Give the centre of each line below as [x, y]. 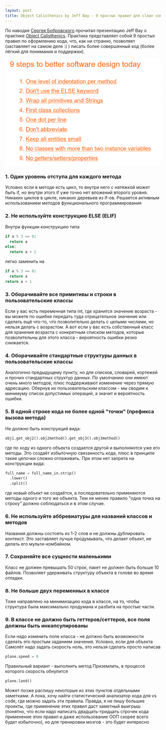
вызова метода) [25, 418]
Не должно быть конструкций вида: [43, 428]
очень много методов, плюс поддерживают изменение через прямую [80, 383]
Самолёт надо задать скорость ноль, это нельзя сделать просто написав [83, 647]
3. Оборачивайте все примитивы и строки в [61, 294]
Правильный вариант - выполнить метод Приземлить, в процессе [75, 666]
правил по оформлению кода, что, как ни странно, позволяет [70, 41]
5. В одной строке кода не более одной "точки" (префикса [80, 411]
